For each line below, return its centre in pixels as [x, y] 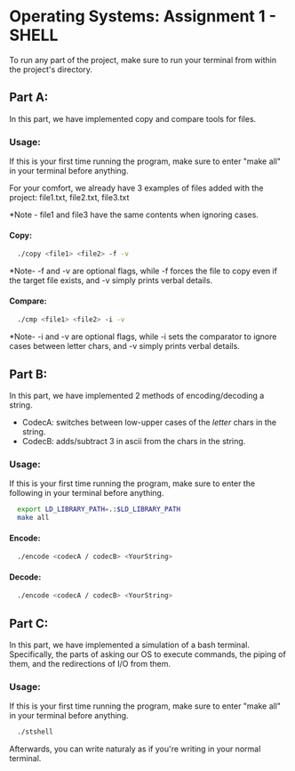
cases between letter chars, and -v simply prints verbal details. [124, 346]
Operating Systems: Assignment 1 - [143, 16]
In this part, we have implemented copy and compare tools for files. [133, 118]
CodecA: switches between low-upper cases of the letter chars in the [149, 422]
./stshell [35, 732]
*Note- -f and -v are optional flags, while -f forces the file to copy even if [144, 271]
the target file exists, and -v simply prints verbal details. [111, 280]
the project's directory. [51, 69]
